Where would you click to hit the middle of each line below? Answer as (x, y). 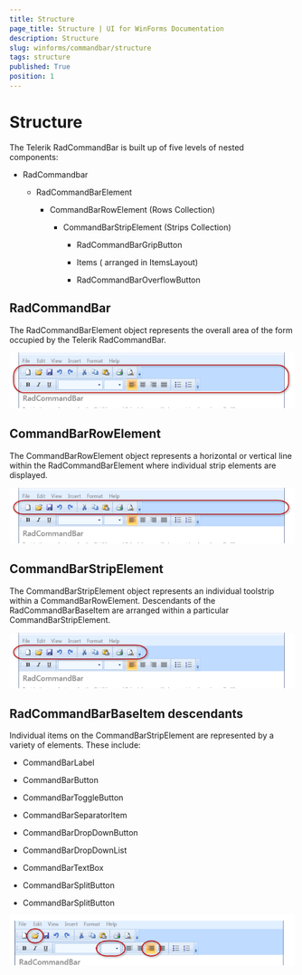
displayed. (28, 474)
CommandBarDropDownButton (80, 833)
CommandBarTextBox (63, 868)
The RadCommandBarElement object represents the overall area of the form (151, 330)
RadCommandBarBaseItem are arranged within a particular (119, 610)
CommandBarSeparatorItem (75, 816)
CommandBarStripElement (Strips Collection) (147, 227)
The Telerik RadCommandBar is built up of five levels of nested (127, 147)
